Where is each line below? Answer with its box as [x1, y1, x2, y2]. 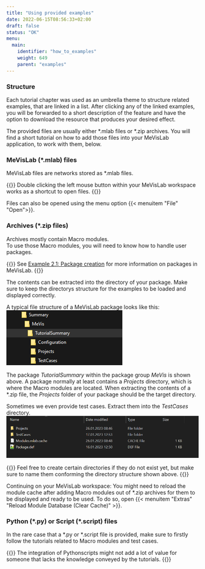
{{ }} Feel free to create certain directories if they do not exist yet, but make [6, 464, 194, 471]
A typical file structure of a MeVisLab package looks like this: [6, 303, 160, 311]
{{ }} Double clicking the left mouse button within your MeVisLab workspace [6, 181, 196, 189]
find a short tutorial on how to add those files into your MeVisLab [6, 134, 170, 141]
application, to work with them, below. [6, 140, 102, 148]
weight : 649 [17, 55, 48, 61]
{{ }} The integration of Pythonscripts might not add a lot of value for [6, 549, 178, 557]
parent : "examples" [17, 61, 67, 67]
